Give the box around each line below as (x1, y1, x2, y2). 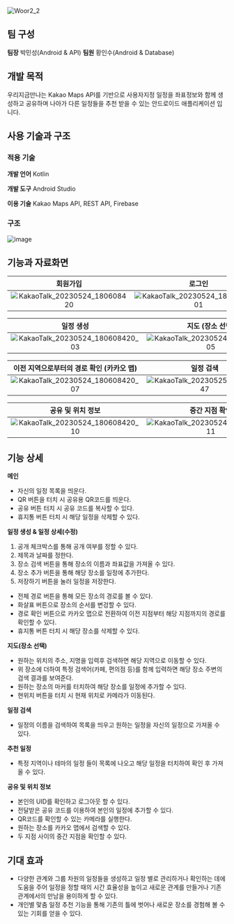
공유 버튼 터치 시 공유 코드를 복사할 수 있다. (17, 504, 134, 512)
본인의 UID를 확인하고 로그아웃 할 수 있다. (17, 797, 130, 806)
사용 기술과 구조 (7, 130, 71, 142)
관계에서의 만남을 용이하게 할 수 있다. (17, 892, 118, 900)
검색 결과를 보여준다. (17, 674, 74, 682)
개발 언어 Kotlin (7, 170, 49, 178)
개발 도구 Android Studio (7, 185, 76, 193)
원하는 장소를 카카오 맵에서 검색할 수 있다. (17, 824, 131, 832)
